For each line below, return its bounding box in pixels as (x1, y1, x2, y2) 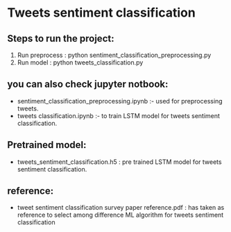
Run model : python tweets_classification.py (17, 58, 144, 67)
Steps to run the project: (7, 33, 114, 44)
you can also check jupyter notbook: (7, 78, 169, 90)
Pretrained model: (7, 139, 87, 151)
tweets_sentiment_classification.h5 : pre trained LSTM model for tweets (17, 158, 222, 166)
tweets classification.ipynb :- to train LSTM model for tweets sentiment (17, 111, 221, 119)
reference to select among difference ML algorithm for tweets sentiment (17, 210, 224, 219)
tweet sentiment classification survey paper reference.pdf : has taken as (17, 204, 225, 212)
